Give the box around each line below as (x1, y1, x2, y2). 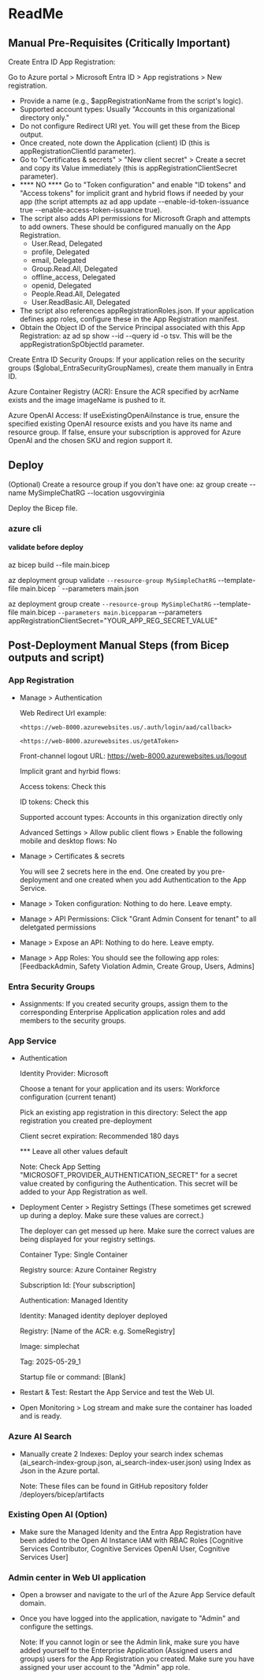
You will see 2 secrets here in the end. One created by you (19, 866, 210, 876)
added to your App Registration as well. (19, 1187, 148, 1197)
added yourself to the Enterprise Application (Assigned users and (19, 1646, 232, 1656)
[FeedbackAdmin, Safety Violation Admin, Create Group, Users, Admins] (19, 961, 255, 971)
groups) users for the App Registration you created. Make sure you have (19, 1654, 255, 1663)
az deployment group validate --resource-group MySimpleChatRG (8, 575, 217, 584)
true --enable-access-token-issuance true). (19, 205, 163, 214)
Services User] (19, 1552, 69, 1562)
